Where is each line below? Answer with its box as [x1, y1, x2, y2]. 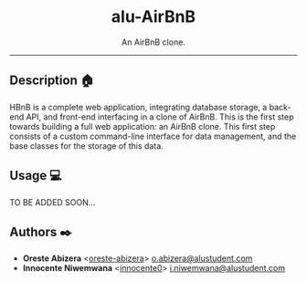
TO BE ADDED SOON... [9, 196, 96, 207]
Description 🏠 [9, 73, 94, 89]
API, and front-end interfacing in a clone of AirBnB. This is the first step [26, 111, 294, 122]
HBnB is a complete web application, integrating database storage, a [9, 101, 268, 112]
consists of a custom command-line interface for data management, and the [9, 131, 297, 141]
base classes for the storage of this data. [9, 140, 164, 151]
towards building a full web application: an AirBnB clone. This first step [9, 120, 276, 131]
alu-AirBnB [111, 6, 196, 27]
